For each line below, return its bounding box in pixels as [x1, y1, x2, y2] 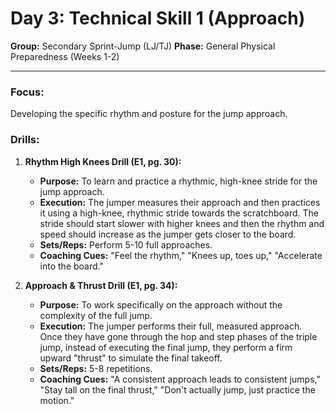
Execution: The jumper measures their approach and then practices [39, 196, 321, 208]
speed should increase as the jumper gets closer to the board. [39, 228, 297, 240]
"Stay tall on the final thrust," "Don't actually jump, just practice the [39, 383, 316, 396]
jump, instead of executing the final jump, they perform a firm [39, 341, 293, 353]
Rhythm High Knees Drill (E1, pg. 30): [24, 155, 182, 167]
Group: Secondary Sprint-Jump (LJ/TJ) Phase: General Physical [10, 40, 276, 52]
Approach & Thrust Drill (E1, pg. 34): [24, 279, 178, 291]
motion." [39, 394, 75, 406]
